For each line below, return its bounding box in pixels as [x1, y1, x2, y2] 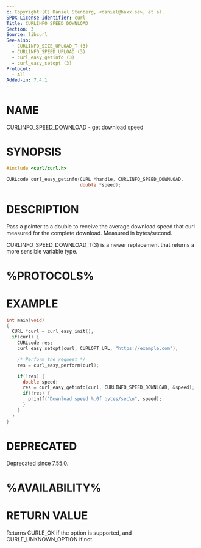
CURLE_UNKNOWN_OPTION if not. [6, 535, 94, 543]
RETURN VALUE [6, 508, 88, 522]
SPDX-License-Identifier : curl [6, 15, 86, 21]
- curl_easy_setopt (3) [12, 60, 72, 66]
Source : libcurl [6, 32, 48, 38]
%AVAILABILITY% [6, 481, 102, 495]
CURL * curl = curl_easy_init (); [12, 328, 94, 335]
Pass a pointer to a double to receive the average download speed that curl [6, 222, 195, 230]
